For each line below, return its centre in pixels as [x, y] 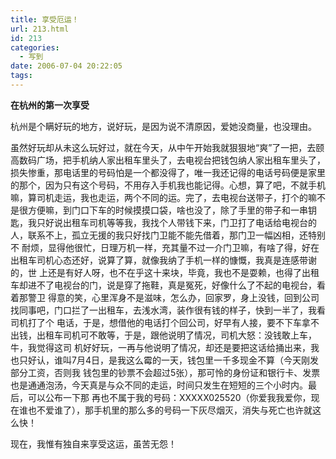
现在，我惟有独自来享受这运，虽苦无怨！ [93, 443]
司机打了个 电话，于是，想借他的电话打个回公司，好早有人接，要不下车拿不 [165, 322]
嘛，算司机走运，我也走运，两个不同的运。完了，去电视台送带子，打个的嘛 [163, 197]
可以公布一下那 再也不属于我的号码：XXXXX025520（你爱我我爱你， [169, 397]
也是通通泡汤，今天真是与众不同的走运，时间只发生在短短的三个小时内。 [159, 385]
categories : [35, 47]
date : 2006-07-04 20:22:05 [66, 66]
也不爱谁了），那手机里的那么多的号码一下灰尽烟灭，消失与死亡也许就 [170, 410]
